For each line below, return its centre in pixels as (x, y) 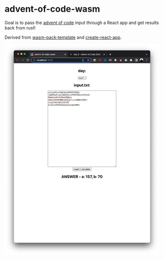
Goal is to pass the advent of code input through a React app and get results (82, 23)
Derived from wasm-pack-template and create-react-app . (63, 37)
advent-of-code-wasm (52, 9)
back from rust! (20, 27)
